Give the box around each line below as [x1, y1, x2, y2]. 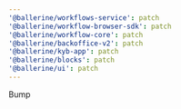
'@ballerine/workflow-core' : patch [8, 30, 144, 39]
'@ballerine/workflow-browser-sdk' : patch [8, 22, 172, 31]
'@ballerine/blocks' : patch [8, 55, 116, 64]
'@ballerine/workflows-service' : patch [8, 13, 160, 23]
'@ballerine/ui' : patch [8, 64, 99, 74]
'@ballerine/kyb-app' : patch [8, 47, 119, 56]
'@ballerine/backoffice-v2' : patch [8, 38, 144, 48]
